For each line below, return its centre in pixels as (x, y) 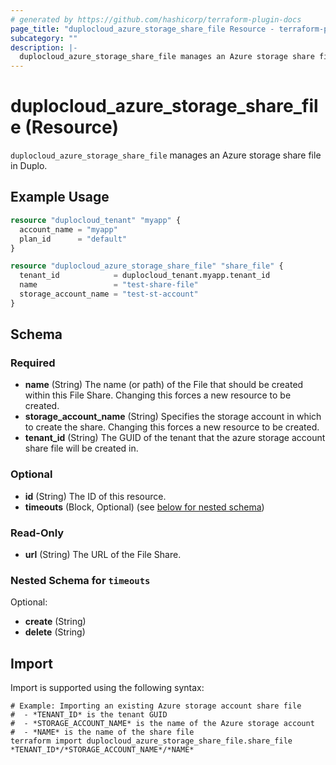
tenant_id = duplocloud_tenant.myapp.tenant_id (145, 276)
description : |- (44, 47)
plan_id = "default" (73, 239)
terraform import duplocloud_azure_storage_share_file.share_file (151, 741)
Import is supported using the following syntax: (107, 688)
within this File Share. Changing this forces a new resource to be (158, 395)
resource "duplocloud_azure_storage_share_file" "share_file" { (147, 266)
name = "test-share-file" (109, 285)
